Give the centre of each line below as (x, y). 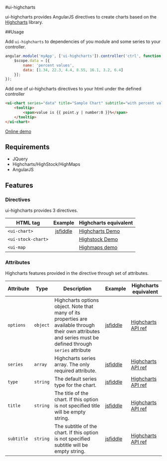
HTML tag (28, 223)
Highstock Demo (98, 239)
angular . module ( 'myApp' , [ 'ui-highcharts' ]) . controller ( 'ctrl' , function (83, 56)
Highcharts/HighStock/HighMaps (46, 164)
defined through (73, 344)
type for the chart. (76, 385)
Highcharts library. (24, 22)
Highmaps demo (98, 248)
